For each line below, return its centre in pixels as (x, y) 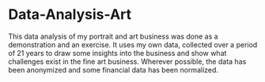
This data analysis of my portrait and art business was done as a (114, 36)
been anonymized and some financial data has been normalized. (114, 69)
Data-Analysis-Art (70, 15)
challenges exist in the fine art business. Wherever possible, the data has (127, 61)
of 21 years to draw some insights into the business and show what (117, 53)
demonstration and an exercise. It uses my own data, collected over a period (133, 44)
